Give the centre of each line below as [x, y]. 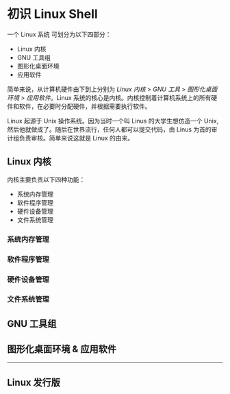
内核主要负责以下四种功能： [46, 180]
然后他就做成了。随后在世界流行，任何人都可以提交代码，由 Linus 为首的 [110, 129]
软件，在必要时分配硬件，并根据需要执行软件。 [85, 106]
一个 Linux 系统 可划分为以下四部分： [59, 34]
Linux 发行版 [34, 383]
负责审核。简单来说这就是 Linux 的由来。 [76, 138]
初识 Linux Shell [52, 14]
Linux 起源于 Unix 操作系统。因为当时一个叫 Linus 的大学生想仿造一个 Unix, [113, 121]
